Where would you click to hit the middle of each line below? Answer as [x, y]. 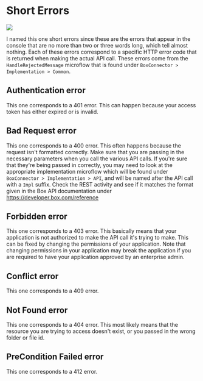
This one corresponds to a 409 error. [53, 291]
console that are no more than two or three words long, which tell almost [97, 45]
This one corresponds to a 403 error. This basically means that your [91, 231]
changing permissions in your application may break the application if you [99, 251]
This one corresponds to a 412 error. [52, 371]
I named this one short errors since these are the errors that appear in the [98, 39]
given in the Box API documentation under [59, 191]
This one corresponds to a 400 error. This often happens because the [94, 145]
